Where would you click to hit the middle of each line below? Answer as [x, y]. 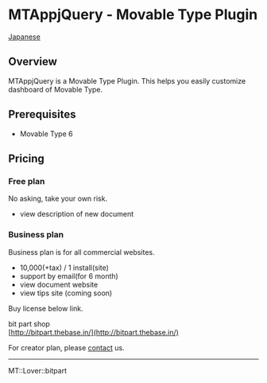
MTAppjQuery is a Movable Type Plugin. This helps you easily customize [127, 80]
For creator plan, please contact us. [66, 347]
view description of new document [77, 214]
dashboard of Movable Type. [56, 89]
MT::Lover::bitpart [38, 370]
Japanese [25, 37]
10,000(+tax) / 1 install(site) [64, 268]
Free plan [27, 181]
